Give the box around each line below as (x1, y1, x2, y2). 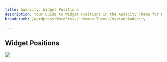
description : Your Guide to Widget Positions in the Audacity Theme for (5, 12, 159, 17)
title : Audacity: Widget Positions (5, 7, 79, 12)
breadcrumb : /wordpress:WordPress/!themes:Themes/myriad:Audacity (5, 16, 146, 21)
